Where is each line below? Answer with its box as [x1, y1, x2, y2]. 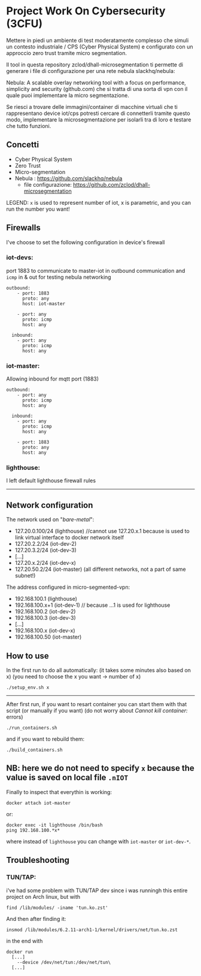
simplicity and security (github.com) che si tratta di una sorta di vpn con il [6, 85, 188, 92]
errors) [6, 713, 23, 720]
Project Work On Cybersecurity [6, 4, 166, 18]
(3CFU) [6, 17, 43, 31]
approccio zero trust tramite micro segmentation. [6, 49, 127, 56]
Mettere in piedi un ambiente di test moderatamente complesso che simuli [6, 37, 189, 44]
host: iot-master [22, 300, 66, 306]
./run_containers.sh [6, 725, 58, 731]
